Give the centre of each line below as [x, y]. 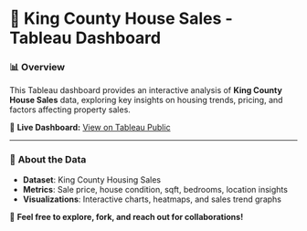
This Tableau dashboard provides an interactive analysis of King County [146, 90]
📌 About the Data [48, 160]
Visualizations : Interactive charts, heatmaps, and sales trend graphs [152, 199]
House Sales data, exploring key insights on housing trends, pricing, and [146, 100]
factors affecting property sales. [70, 110]
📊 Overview [37, 68]
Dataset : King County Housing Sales [92, 179]
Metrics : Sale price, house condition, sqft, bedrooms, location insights [155, 189]
